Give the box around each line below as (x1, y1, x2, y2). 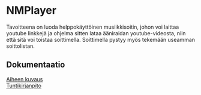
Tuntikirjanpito (6, 82, 42, 89)
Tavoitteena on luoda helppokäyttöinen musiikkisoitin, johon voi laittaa (6, 23, 179, 30)
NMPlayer (6, 4, 57, 17)
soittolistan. (6, 42, 35, 50)
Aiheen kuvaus (6, 75, 43, 82)
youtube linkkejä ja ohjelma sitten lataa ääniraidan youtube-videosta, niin (6, 29, 186, 36)
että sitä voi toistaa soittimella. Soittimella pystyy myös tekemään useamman (6, 36, 196, 43)
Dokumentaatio (6, 60, 65, 70)
